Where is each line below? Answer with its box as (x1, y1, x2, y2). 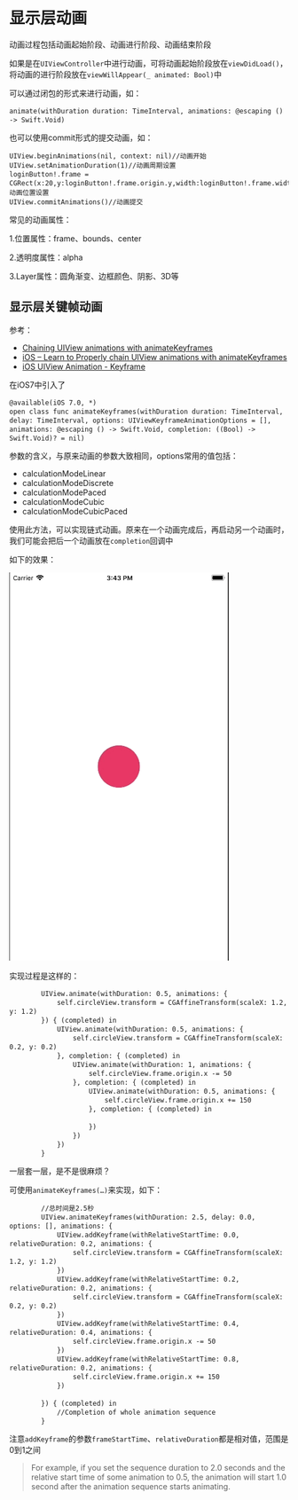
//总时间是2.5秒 (41, 1204, 95, 1213)
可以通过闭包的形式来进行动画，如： (9, 88, 142, 98)
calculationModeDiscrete (21, 477, 114, 488)
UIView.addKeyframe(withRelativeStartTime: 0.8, (56, 1355, 240, 1363)
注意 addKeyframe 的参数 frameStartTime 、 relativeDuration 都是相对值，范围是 (9, 1433, 289, 1444)
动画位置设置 (9, 188, 50, 197)
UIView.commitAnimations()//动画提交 (9, 197, 144, 207)
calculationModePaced (21, 487, 106, 498)
